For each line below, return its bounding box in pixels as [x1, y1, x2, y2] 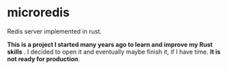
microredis [7, 5, 70, 20]
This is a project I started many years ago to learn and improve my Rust [7, 40, 213, 48]
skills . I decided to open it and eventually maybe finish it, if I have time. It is [7, 48, 221, 56]
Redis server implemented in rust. [7, 27, 103, 35]
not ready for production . [7, 54, 81, 63]
